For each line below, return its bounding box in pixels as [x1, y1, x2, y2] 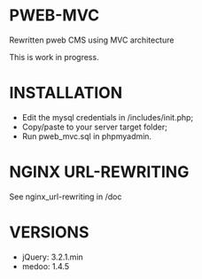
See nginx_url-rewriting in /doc [9, 191, 122, 202]
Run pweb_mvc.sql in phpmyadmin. [21, 130, 152, 142]
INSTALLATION [9, 83, 122, 103]
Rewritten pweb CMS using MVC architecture [9, 35, 175, 45]
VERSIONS [9, 222, 89, 242]
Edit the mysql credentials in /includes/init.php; [21, 112, 194, 122]
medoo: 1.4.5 [21, 260, 69, 271]
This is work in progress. [9, 51, 99, 62]
